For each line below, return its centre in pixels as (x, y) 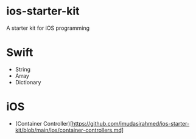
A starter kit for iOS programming (48, 28)
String (23, 69)
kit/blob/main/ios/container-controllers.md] (69, 130)
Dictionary (28, 82)
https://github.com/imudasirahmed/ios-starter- (131, 123)
